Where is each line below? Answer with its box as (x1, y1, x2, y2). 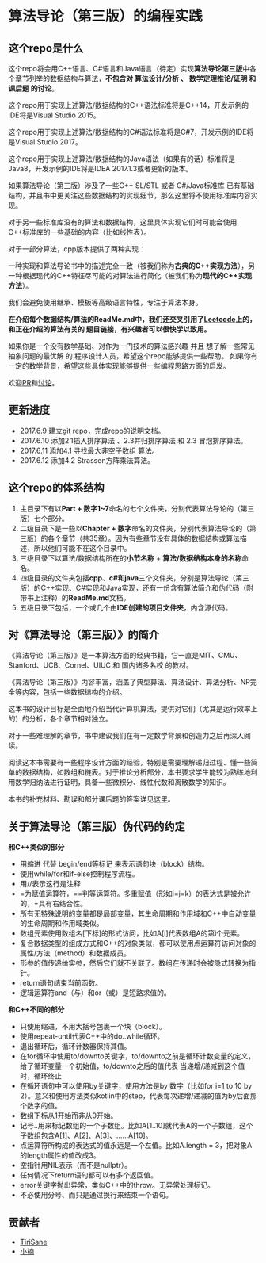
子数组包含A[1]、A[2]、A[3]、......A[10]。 (19, 1131, 153, 1140)
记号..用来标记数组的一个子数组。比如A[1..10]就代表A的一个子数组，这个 (19, 1121, 253, 1131)
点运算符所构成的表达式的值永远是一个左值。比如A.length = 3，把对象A (19, 1141, 253, 1150)
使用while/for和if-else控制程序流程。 (19, 869, 139, 878)
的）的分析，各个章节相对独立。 (8, 714, 112, 724)
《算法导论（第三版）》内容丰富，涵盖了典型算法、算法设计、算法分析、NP (8, 677, 251, 687)
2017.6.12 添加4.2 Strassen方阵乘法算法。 (19, 455, 154, 465)
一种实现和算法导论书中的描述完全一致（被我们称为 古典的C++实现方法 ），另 (8, 261, 256, 270)
